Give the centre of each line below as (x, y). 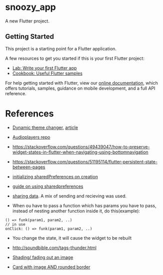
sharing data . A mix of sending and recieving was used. (70, 196)
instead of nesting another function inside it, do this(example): (76, 211)
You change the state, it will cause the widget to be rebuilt (72, 238)
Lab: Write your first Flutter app (45, 68)
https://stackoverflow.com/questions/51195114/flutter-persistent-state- (85, 161)
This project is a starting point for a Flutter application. (61, 48)
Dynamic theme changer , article (45, 127)
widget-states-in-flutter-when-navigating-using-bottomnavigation (80, 152)
